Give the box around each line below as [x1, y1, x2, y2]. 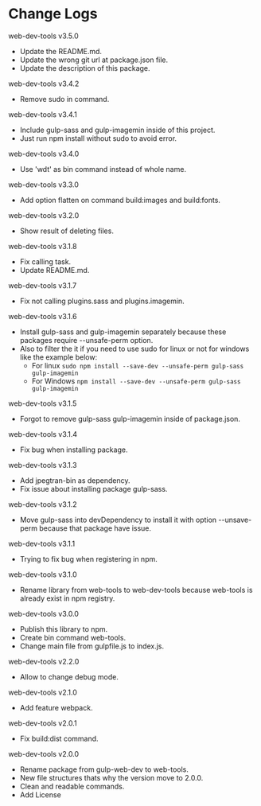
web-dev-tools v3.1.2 [8, 499, 77, 509]
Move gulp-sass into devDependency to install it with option [19, 515, 217, 524]
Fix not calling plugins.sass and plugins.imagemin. [19, 296, 185, 306]
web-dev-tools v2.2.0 [8, 656, 80, 666]
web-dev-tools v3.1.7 [8, 280, 77, 290]
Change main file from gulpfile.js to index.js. [19, 641, 165, 651]
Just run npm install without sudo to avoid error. [19, 133, 177, 143]
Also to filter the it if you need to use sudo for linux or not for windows [19, 344, 250, 353]
